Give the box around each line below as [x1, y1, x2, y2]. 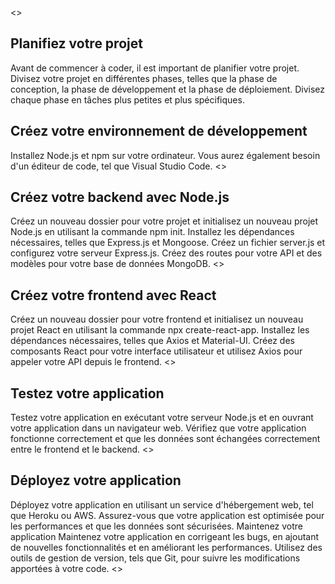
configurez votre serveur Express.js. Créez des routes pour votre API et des [10, 247, 323, 259]
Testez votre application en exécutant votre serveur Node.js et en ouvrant [10, 412, 314, 424]
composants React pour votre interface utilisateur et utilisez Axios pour [10, 345, 303, 357]
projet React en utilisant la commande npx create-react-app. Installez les [10, 324, 310, 336]
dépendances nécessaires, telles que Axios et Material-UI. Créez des [10, 335, 295, 347]
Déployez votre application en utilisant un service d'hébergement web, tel [10, 498, 314, 511]
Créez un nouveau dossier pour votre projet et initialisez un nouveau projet [10, 215, 319, 227]
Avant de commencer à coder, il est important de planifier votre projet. [10, 62, 300, 74]
